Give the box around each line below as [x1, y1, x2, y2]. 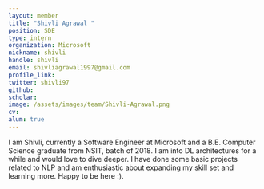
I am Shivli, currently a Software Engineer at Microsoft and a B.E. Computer [8, 137, 256, 147]
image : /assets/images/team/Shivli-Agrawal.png [8, 100, 170, 108]
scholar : [8, 93, 38, 101]
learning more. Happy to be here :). [8, 171, 124, 180]
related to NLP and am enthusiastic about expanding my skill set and [8, 163, 234, 172]
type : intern [8, 33, 52, 42]
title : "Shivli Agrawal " [8, 19, 94, 27]
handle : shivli [8, 57, 59, 65]
